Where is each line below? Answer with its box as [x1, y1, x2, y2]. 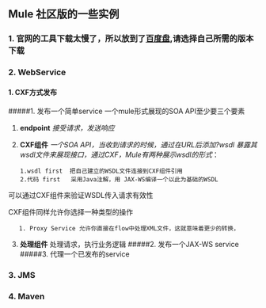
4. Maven [8, 291, 45, 302]
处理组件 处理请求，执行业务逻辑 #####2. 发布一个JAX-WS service [19, 240, 239, 249]
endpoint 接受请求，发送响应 [19, 124, 115, 133]
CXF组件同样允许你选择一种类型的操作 [8, 207, 133, 217]
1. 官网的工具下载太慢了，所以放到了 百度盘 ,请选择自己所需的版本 [8, 33, 254, 44]
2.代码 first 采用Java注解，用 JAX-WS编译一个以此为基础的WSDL [19, 176, 218, 184]
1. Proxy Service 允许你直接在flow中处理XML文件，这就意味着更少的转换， [18, 225, 240, 233]
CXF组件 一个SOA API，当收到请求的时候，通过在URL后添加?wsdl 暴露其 [19, 140, 257, 150]
